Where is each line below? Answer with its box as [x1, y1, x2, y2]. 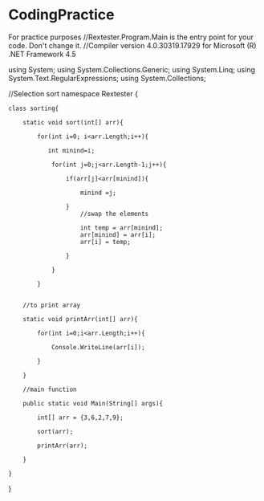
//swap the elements [79, 210, 149, 218]
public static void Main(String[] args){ [22, 399, 163, 407]
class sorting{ [8, 104, 59, 112]
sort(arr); [37, 427, 74, 435]
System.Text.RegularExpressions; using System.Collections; [8, 73, 206, 83]
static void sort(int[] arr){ [22, 118, 124, 126]
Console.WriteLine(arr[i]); [51, 343, 146, 351]
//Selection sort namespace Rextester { [8, 88, 139, 98]
